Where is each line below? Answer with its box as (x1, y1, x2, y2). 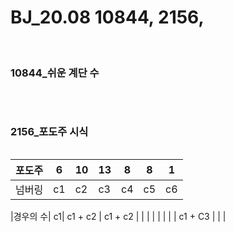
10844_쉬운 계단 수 (10, 66, 100, 80)
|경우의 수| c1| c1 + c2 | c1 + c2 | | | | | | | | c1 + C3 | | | (10, 210, 227, 222)
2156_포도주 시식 (10, 125, 89, 139)
